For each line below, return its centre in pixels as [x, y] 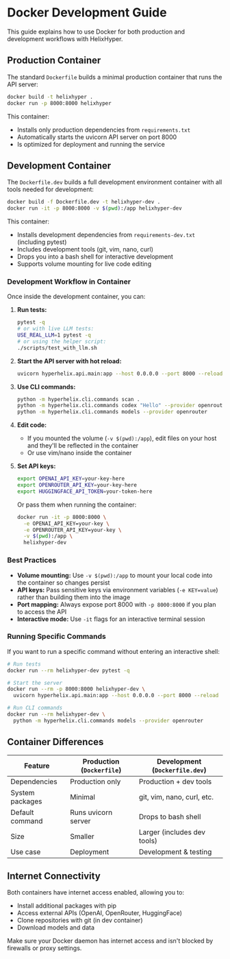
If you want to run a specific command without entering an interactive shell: [114, 651]
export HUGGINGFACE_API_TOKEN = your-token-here [85, 491]
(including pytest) [42, 242]
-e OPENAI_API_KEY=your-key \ [66, 523]
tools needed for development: [51, 189]
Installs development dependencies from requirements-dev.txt [106, 235]
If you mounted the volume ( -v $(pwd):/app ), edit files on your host [122, 438]
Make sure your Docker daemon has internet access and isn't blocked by [110, 941]
